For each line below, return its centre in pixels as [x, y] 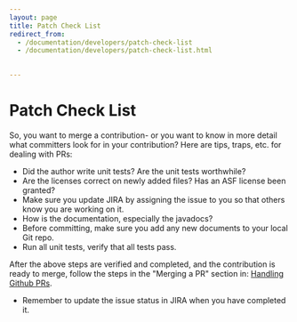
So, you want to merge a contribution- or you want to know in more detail [143, 135]
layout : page [33, 17]
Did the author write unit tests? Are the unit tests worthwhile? [134, 171]
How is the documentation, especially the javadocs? [117, 218]
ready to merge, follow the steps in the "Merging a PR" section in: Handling [147, 273]
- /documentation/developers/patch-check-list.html [115, 51]
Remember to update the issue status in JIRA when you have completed [154, 300]
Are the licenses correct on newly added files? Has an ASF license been [154, 181]
